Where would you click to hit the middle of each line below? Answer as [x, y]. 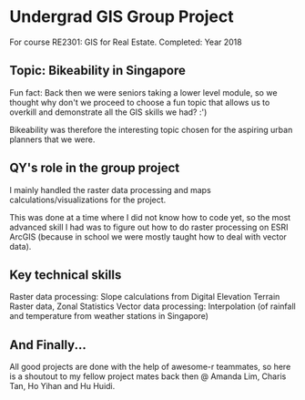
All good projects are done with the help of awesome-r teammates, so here [150, 367]
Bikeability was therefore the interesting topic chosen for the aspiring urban [151, 129]
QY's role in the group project [95, 168]
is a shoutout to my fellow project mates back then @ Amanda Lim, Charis [148, 376]
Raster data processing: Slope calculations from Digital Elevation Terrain [145, 297]
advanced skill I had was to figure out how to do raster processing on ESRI [149, 227]
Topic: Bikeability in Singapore [98, 71]
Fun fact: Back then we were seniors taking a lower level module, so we [143, 92]
